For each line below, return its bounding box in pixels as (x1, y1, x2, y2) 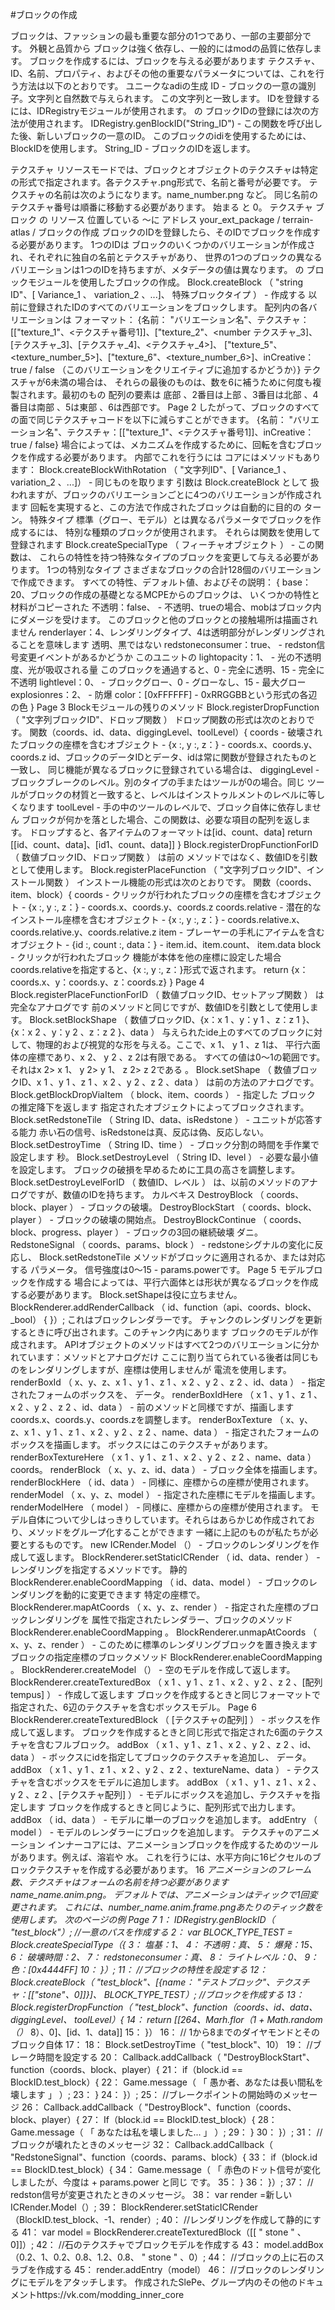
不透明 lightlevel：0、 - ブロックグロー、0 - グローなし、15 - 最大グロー (10, 676, 307, 688)
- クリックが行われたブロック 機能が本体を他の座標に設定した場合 (10, 951, 282, 963)
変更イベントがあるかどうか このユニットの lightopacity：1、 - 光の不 (18, 651, 305, 663)
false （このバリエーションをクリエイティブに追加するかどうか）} (34, 364, 302, 375)
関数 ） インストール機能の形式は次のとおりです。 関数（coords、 (44, 876, 317, 888)
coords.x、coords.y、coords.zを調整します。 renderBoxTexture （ (10, 1414, 284, 1425)
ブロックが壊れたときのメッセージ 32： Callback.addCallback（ (10, 2139, 274, 2150)
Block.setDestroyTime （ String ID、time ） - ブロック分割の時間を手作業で (10, 1139, 320, 1150)
